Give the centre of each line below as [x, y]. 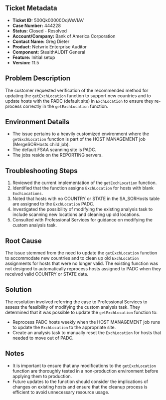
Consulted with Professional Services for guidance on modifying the [83, 220]
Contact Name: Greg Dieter [41, 41]
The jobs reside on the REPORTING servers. [58, 155]
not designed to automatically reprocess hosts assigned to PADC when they [83, 269]
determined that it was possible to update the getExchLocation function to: [82, 312]
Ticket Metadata [31, 8]
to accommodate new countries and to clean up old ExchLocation [72, 258]
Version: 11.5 [26, 62]
